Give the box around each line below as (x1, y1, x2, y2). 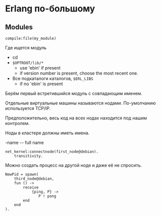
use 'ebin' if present (19, 65, 61, 71)
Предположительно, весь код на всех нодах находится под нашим (5, 115, 147, 121)
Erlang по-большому (5, 3, 95, 14)
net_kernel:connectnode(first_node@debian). (5, 149, 99, 154)
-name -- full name (5, 140, 44, 145)
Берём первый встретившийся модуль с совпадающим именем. (5, 91, 143, 96)
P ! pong (38, 194, 56, 199)
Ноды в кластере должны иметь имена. (5, 130, 90, 136)
